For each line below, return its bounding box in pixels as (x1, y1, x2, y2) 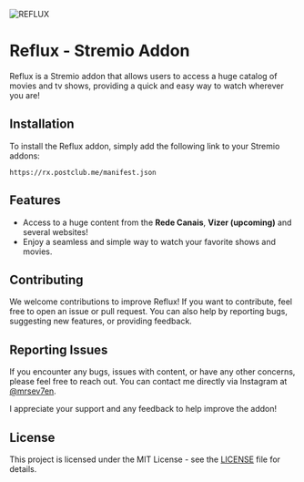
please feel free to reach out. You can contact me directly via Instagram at (9, 376, 288, 387)
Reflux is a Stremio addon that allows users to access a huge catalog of (9, 70, 278, 81)
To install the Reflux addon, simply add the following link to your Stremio (9, 140, 280, 151)
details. (9, 464, 37, 474)
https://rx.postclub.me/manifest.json (9, 168, 157, 177)
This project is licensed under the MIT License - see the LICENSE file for (9, 454, 280, 465)
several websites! (22, 226, 89, 237)
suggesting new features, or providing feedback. (9, 315, 193, 327)
